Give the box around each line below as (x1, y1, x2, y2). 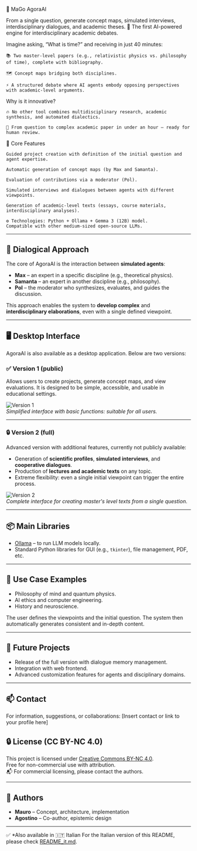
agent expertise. (6, 156, 49, 162)
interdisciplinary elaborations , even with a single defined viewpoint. (6, 308, 172, 315)
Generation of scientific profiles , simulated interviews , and (14, 455, 161, 462)
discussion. (14, 290, 43, 297)
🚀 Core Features (6, 140, 46, 147)
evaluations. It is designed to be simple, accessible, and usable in (6, 384, 164, 391)
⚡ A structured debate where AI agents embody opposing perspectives (6, 82, 180, 88)
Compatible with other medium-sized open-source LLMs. (6, 223, 143, 229)
